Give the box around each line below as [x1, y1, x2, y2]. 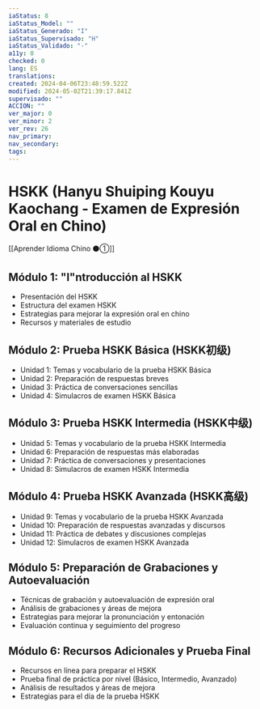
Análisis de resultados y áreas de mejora [19, 683, 156, 693]
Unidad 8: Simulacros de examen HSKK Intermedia [19, 464, 190, 473]
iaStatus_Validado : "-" [8, 42, 89, 50]
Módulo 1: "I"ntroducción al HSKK [8, 270, 183, 284]
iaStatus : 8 [8, 11, 48, 20]
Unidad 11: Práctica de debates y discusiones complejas [19, 529, 207, 538]
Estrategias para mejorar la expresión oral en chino [19, 309, 190, 319]
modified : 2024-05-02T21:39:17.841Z [8, 87, 132, 96]
